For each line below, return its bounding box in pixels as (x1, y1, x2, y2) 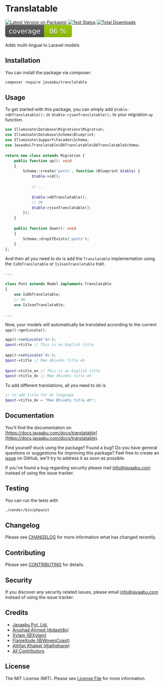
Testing (5, 484, 29, 493)
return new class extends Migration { (5, 153, 85, 158)
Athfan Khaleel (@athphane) (12, 643, 70, 648)
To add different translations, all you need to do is (5, 382, 106, 388)
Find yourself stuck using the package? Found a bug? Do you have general (5, 445, 158, 451)
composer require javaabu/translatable (5, 79, 87, 84)
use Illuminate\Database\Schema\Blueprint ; (5, 132, 96, 137)
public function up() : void (14, 158, 72, 163)
